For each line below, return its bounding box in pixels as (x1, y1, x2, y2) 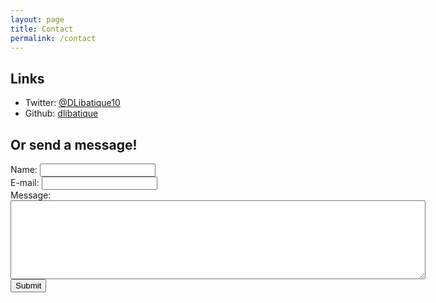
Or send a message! (10, 136, 138, 153)
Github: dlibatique (24, 107, 99, 120)
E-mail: (10, 177, 40, 188)
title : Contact (10, 24, 74, 34)
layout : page (10, 14, 65, 25)
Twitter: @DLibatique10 (24, 97, 121, 109)
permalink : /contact (10, 33, 97, 43)
